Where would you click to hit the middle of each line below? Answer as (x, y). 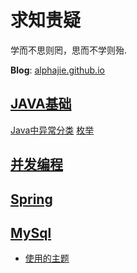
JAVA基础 (41, 104)
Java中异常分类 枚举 (52, 130)
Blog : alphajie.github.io (57, 70)
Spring (31, 199)
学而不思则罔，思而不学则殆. (69, 50)
